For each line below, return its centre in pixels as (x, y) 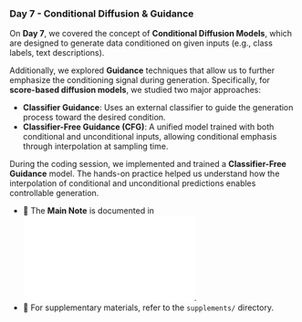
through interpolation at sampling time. (95, 146)
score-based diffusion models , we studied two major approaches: (135, 90)
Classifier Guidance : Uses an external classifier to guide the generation (158, 108)
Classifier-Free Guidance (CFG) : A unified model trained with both (148, 127)
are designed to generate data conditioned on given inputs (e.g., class (141, 43)
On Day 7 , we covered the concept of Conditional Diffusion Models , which (151, 34)
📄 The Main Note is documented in (89, 211)
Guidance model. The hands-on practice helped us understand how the (145, 174)
